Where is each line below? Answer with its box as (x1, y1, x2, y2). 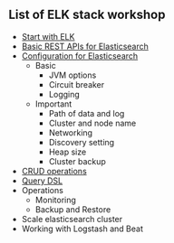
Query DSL (21, 175, 63, 186)
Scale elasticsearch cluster (21, 213, 123, 224)
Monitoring (34, 194, 76, 205)
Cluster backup (48, 155, 106, 166)
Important (34, 98, 72, 109)
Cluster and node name (48, 117, 137, 128)
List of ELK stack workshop (8, 7, 166, 23)
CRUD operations (21, 165, 87, 176)
